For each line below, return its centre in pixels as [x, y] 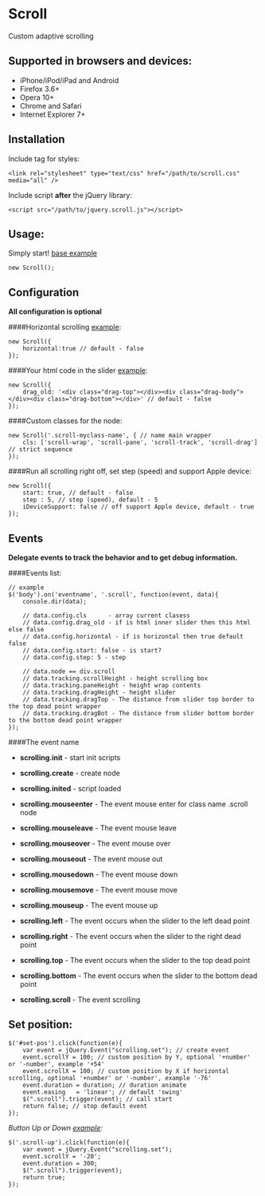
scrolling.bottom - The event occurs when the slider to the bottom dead [138, 976]
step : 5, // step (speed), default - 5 [90, 500]
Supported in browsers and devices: [100, 61]
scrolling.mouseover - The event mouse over [95, 844]
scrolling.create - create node [70, 773]
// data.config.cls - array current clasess [107, 616]
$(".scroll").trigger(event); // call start [97, 1099]
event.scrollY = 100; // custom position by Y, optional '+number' [136, 1057]
